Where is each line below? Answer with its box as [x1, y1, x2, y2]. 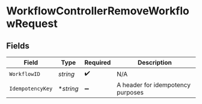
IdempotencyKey [9, 85, 53, 92]
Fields [6, 41, 30, 51]
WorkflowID [9, 71, 40, 77]
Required [84, 59, 111, 66]
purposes [116, 88, 144, 96]
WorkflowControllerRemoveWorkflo [6, 4, 189, 18]
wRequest [6, 17, 58, 30]
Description [137, 59, 173, 66]
